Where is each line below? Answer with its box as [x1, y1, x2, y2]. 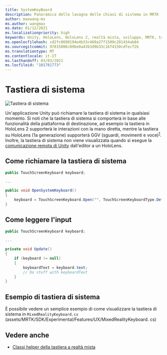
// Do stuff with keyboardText [23, 270, 88, 275]
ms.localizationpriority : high [5, 30, 70, 35]
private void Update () [5, 247, 52, 252]
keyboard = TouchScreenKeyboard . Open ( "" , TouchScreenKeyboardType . [14, 197, 157, 203]
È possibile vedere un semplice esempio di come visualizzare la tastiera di [5, 306, 157, 312]
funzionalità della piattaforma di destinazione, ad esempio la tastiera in [5, 121, 150, 127]
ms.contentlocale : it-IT [5, 53, 57, 59]
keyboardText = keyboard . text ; [23, 265, 88, 270]
